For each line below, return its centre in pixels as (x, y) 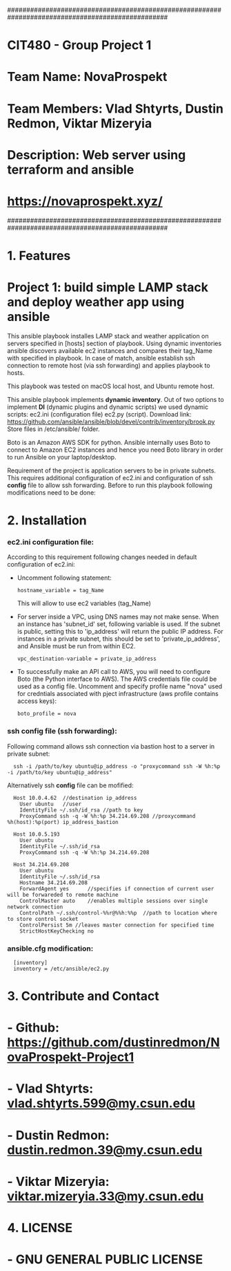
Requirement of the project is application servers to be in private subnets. (111, 470)
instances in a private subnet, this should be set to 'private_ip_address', (119, 639)
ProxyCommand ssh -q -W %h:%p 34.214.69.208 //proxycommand (108, 816)
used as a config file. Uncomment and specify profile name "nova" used (120, 686)
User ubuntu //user (50, 804)
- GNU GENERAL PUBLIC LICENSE (105, 1260)
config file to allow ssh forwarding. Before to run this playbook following (110, 485)
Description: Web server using (97, 155)
